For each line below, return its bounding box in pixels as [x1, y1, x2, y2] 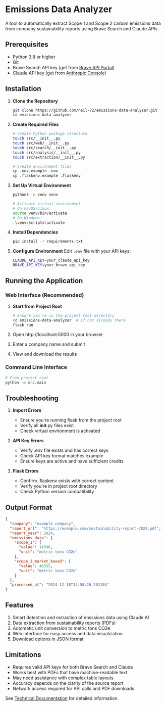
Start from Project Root [12, 303, 62, 309]
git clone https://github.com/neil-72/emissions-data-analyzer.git [12, 108, 157, 113]
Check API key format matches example [20, 453, 103, 459]
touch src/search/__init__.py [12, 145, 77, 150]
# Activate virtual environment [12, 201, 81, 207]
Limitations [5, 650, 41, 659]
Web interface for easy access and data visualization [12, 630, 123, 636]
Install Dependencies [12, 229, 58, 236]
